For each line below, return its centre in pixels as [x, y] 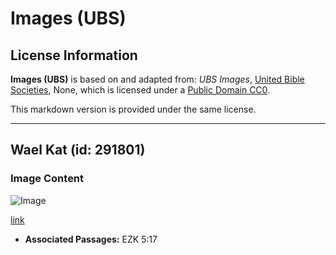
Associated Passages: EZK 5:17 [91, 239]
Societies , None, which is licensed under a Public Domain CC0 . [140, 90]
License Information [74, 55]
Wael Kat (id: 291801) [78, 150]
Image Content [47, 179]
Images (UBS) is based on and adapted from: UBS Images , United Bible [157, 79]
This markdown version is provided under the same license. [133, 109]
